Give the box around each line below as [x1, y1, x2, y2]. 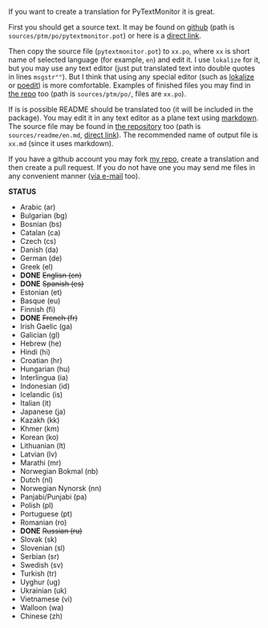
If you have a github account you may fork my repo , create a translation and [8, 154, 259, 164]
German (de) [19, 253, 63, 263]
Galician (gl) [19, 330, 60, 339]
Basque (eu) [19, 296, 61, 306]
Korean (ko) [19, 432, 59, 442]
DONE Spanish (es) [19, 279, 84, 288]
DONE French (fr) [19, 313, 79, 322]
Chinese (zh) [19, 611, 63, 621]
